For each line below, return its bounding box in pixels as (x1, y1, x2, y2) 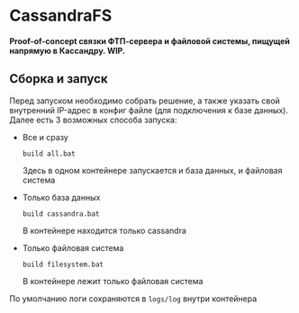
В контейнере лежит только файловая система (22, 275, 204, 286)
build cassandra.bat (22, 209, 100, 219)
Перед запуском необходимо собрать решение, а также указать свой (9, 95, 281, 106)
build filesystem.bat (22, 260, 104, 269)
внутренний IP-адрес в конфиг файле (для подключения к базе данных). (9, 104, 288, 115)
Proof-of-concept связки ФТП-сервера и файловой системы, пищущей (9, 35, 291, 46)
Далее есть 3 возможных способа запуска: (9, 114, 177, 125)
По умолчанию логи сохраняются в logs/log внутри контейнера (9, 293, 258, 304)
